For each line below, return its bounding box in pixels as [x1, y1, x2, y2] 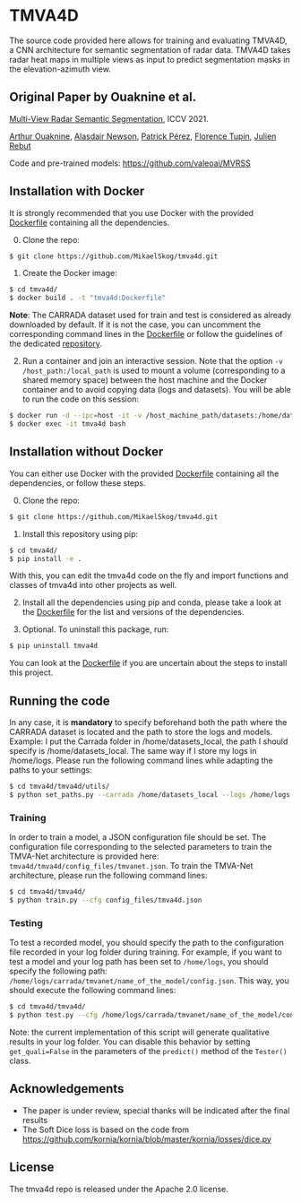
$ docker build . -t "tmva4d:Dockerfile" [9, 293, 167, 303]
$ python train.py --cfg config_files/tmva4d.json [9, 896, 202, 904]
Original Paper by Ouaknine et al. [9, 90, 197, 105]
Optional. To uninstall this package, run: [21, 624, 169, 635]
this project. [9, 667, 54, 678]
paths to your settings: [9, 765, 92, 775]
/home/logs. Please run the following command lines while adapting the [9, 755, 273, 766]
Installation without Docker [9, 445, 164, 460]
